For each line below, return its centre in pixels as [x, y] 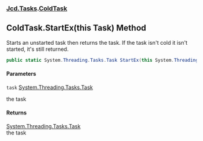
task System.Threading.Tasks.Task [50, 87]
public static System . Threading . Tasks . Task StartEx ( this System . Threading [102, 60]
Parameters [21, 74]
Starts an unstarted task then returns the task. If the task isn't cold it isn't [97, 42]
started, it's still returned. [37, 49]
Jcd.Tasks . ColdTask [37, 8]
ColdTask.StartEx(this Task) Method [76, 28]
